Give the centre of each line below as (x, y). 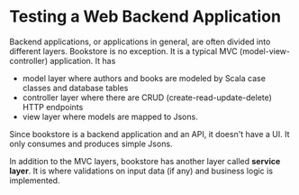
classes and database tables (75, 88)
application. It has (82, 60)
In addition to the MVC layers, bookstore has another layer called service (145, 161)
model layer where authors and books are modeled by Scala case (144, 78)
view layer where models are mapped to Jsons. (110, 116)
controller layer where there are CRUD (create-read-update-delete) (147, 97)
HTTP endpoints (53, 107)
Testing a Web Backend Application (145, 17)
